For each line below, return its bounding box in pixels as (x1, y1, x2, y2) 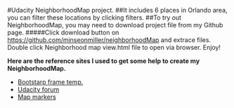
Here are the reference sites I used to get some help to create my (7, 57, 200, 65)
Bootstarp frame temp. (17, 78, 84, 86)
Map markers (17, 93, 56, 101)
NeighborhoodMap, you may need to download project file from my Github (7, 21, 223, 29)
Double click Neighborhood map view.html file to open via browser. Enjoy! (7, 43, 221, 51)
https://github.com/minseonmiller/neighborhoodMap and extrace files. (7, 36, 212, 44)
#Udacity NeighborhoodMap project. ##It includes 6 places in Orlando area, (7, 6, 228, 14)
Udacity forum (17, 86, 60, 93)
